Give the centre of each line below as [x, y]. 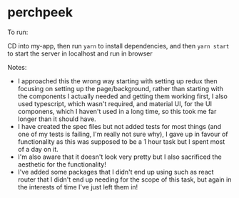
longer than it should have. [57, 119]
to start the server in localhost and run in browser [80, 53]
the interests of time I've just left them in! [78, 187]
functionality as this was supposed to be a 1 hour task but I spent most [121, 141]
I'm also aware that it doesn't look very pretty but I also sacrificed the [120, 157]
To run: [18, 32]
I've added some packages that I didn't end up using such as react [116, 172]
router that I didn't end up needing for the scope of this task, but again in [124, 179]
